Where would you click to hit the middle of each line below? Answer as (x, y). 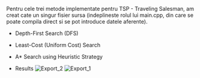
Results (24, 68)
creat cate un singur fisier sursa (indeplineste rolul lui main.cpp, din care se (100, 15)
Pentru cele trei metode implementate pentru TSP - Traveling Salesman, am (100, 9)
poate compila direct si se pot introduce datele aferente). (77, 21)
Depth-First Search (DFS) (47, 33)
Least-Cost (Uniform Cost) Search (58, 45)
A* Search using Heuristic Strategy (59, 57)
